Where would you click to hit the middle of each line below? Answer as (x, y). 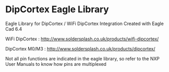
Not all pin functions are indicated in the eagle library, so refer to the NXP (82, 58)
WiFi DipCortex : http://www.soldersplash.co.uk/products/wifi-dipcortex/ (82, 39)
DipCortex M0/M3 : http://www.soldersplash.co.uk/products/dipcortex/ (80, 49)
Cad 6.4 (14, 29)
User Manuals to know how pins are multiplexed (56, 64)
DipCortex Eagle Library (57, 9)
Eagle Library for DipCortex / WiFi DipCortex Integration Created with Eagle (84, 23)
